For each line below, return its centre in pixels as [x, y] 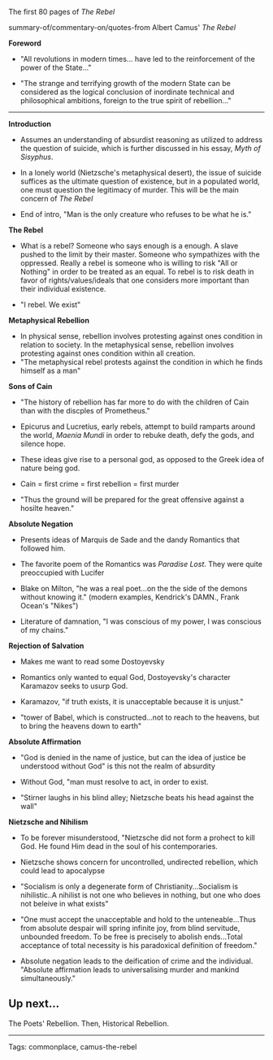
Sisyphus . [37, 157]
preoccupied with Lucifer [62, 573]
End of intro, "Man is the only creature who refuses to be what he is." [136, 214]
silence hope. [43, 443]
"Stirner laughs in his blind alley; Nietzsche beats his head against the [137, 798]
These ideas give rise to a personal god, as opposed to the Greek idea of [142, 459]
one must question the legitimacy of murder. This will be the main [130, 190]
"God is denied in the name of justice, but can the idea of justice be [133, 757]
